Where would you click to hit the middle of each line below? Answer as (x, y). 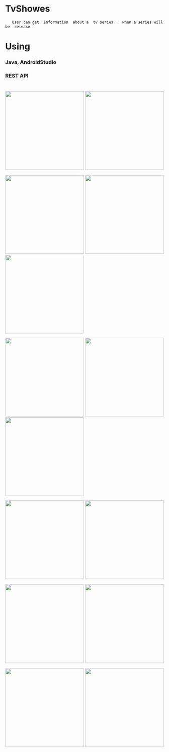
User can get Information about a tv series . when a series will (88, 22)
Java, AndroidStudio (31, 62)
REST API (17, 76)
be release (18, 26)
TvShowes (28, 9)
